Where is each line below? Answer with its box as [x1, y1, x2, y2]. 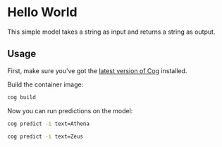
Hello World [7, 4, 78, 20]
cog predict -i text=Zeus [7, 133, 83, 140]
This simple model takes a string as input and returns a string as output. [7, 27, 216, 36]
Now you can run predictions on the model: [7, 106, 133, 115]
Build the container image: [7, 80, 84, 89]
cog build [7, 94, 37, 101]
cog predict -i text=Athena [7, 120, 90, 127]
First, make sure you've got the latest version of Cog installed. [7, 66, 187, 75]
